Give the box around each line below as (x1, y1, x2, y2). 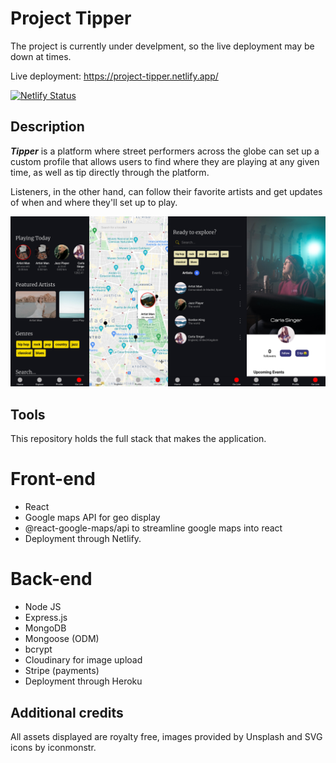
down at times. (10, 50, 72, 62)
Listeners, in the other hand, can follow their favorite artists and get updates (10, 185, 323, 197)
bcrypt (24, 643, 53, 656)
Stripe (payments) (24, 665, 100, 677)
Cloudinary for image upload (24, 654, 143, 666)
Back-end (10, 568, 93, 591)
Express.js (24, 612, 68, 624)
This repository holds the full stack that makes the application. (10, 433, 267, 445)
